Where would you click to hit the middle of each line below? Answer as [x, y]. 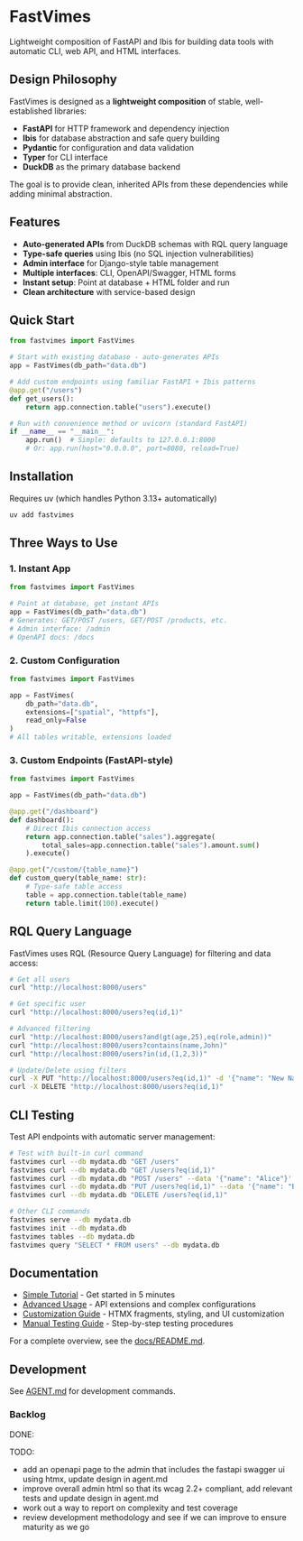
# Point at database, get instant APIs [84, 604]
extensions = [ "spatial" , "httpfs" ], [92, 712]
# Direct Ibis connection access [88, 828]
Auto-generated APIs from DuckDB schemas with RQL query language [155, 244]
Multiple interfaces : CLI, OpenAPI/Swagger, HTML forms [129, 272]
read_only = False [56, 720]
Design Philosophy [63, 80]
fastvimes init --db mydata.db [68, 1228]
